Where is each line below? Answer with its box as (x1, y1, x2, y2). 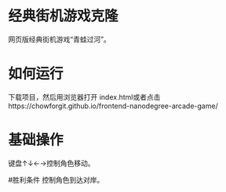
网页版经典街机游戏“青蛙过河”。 (8, 34, 111, 44)
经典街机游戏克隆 (8, 7, 119, 25)
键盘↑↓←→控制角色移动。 (8, 158, 96, 168)
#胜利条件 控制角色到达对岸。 (8, 175, 104, 184)
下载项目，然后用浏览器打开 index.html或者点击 (8, 92, 161, 102)
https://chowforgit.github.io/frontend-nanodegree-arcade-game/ (8, 101, 218, 110)
